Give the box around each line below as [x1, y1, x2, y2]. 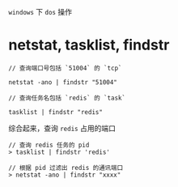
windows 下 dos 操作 [8, 7, 73, 16]
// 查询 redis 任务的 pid [8, 141, 90, 149]
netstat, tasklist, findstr [8, 36, 170, 54]
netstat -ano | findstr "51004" [8, 78, 117, 87]
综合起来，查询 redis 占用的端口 [8, 123, 116, 133]
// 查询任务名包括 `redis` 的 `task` [8, 94, 126, 102]
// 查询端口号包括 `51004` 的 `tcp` [8, 64, 122, 72]
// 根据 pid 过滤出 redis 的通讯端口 [8, 164, 124, 172]
